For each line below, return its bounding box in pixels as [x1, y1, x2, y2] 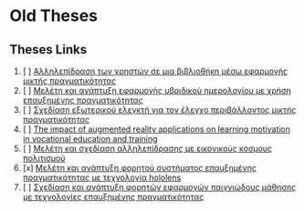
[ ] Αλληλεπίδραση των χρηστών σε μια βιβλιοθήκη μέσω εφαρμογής [22, 65, 289, 76]
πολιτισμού [22, 153, 66, 164]
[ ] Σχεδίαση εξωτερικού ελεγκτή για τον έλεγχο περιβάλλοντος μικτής [22, 105, 297, 115]
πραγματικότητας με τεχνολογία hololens [22, 172, 182, 183]
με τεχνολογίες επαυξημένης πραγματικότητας [22, 192, 205, 202]
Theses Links [9, 42, 88, 57]
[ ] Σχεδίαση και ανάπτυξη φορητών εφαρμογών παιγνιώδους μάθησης [22, 182, 297, 192]
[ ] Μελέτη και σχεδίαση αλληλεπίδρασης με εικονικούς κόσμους [22, 143, 272, 154]
